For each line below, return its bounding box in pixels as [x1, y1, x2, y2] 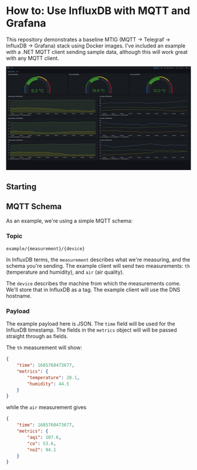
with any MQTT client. [6, 55, 60, 62]
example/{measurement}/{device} [6, 246, 85, 251]
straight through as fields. [6, 333, 69, 340]
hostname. [6, 292, 32, 299]
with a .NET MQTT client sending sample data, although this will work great [6, 48, 188, 55]
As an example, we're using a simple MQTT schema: [6, 217, 133, 224]
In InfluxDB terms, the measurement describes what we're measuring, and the [6, 256, 191, 263]
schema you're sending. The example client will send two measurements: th [6, 262, 191, 269]
